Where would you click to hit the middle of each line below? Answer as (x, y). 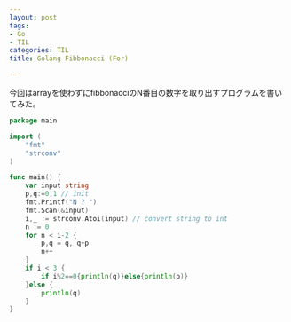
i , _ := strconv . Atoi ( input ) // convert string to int (126, 218)
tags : (19, 26)
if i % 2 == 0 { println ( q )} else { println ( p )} (115, 276)
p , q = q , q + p (65, 243)
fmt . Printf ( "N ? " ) (61, 202)
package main (33, 121)
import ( (25, 137)
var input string (57, 186)
